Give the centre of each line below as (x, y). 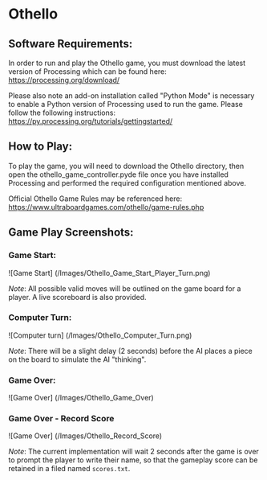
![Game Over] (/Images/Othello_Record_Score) (85, 436)
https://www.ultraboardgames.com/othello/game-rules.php (106, 207)
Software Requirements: (71, 44)
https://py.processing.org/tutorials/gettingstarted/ (91, 121)
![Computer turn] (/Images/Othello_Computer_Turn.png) (100, 335)
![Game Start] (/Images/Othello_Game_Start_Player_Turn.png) (109, 273)
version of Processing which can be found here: (87, 72)
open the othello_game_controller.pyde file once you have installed (118, 174)
